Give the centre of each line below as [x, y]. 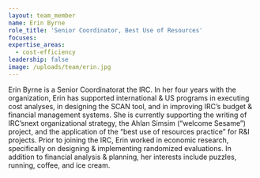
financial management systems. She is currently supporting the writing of [128, 115]
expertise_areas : [37, 45]
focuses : [23, 38]
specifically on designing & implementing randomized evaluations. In [120, 148]
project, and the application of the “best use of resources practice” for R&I [129, 131]
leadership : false [38, 60]
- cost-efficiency [46, 52]
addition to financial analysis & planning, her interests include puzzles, [122, 157]
